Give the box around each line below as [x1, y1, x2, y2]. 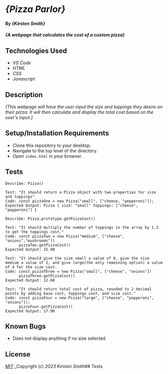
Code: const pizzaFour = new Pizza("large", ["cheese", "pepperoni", [5, 295, 154, 300]
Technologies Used [5, 46, 67, 55]
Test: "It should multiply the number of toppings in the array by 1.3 [5, 225, 158, 230]
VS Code [12, 60, 31, 66]
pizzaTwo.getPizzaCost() [18, 242, 71, 247]
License [5, 350, 31, 358]
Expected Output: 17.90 [5, 308, 55, 314]
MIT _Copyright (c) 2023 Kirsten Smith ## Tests [5, 363, 103, 369]
